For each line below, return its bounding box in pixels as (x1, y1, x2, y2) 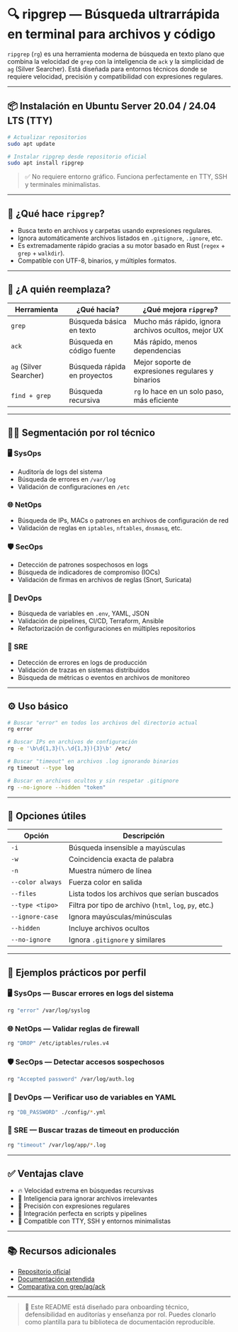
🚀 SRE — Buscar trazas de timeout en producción (7, 1125, 179, 1135)
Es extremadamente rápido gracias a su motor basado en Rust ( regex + (17, 241, 225, 250)
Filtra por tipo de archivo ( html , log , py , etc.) (68, 901, 215, 911)
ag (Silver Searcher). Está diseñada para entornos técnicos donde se (7, 64, 208, 73)
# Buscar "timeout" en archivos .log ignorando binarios (7, 758, 179, 765)
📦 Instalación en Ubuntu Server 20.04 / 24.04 (7, 101, 216, 113)
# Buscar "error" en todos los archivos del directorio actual (7, 719, 198, 727)
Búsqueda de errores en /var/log (17, 474, 115, 483)
